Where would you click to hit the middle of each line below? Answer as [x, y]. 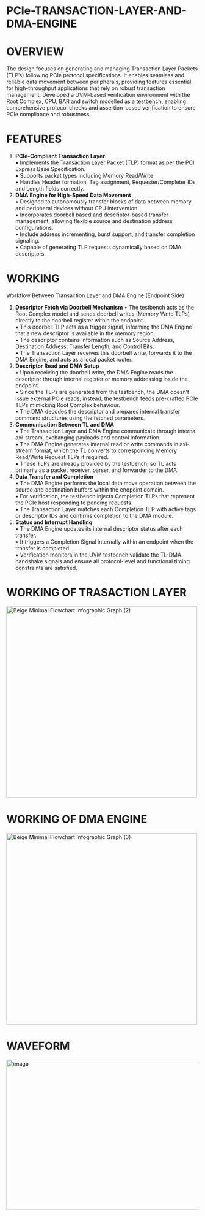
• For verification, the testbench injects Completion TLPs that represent [105, 496]
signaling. [27, 241]
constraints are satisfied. [46, 568]
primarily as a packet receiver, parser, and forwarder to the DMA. [97, 470]
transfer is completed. [43, 548]
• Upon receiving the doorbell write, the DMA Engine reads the [94, 372]
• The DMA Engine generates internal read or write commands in [97, 444]
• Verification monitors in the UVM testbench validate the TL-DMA [98, 555]
